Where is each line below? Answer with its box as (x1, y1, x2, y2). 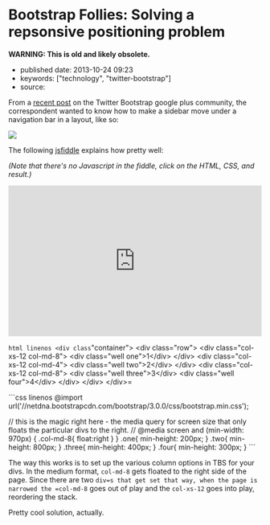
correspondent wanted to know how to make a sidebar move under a (8, 106, 237, 116)
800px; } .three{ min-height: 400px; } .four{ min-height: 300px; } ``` (33, 442, 256, 452)
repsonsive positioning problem (8, 23, 226, 41)
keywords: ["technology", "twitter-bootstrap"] (19, 73, 171, 83)
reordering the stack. (8, 492, 78, 502)
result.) (8, 169, 32, 178)
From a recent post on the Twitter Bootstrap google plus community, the (8, 97, 247, 107)
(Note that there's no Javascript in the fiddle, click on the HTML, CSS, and (8, 161, 255, 170)
